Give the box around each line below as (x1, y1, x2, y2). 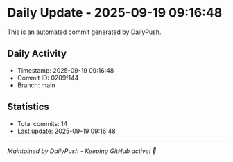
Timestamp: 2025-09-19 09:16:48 (17, 66, 114, 74)
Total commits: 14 (17, 119, 68, 127)
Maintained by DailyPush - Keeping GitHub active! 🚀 (7, 147, 157, 155)
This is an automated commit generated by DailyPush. (7, 28, 162, 36)
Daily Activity (7, 48, 67, 60)
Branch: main (17, 81, 55, 89)
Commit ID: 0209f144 (17, 73, 79, 82)
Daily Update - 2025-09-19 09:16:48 (7, 5, 223, 21)
